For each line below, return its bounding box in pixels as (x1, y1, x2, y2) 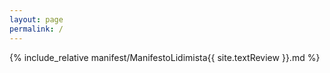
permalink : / (9, 24, 64, 34)
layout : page (9, 14, 64, 25)
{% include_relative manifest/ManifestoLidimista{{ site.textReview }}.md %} (9, 51, 321, 63)
